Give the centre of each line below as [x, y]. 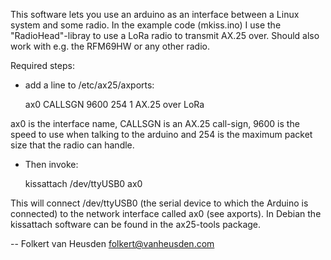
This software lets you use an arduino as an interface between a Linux [155, 14]
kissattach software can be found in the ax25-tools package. [136, 224]
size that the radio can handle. [72, 145]
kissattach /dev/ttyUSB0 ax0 [83, 183]
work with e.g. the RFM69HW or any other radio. [110, 46]
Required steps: [42, 65]
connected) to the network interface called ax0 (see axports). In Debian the [166, 213]
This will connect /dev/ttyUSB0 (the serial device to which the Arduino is [159, 203]
